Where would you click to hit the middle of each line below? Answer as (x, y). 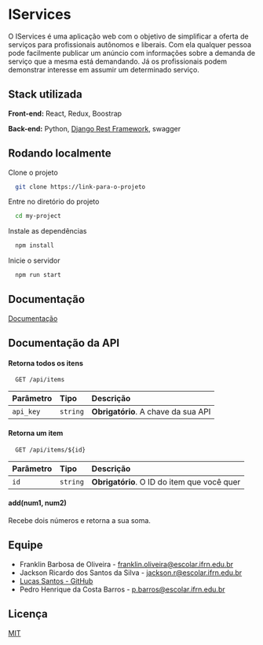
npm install (35, 245)
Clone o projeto (33, 172)
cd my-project (38, 216)
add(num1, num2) (37, 503)
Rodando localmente (60, 154)
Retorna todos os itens (46, 363)
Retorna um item (36, 433)
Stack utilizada (45, 95)
